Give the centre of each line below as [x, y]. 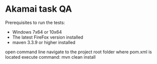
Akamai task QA [39, 9]
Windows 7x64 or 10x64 [37, 32]
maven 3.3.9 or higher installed [44, 42]
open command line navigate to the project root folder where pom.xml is [78, 52]
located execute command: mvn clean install [50, 57]
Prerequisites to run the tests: [35, 22]
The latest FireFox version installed [48, 37]
